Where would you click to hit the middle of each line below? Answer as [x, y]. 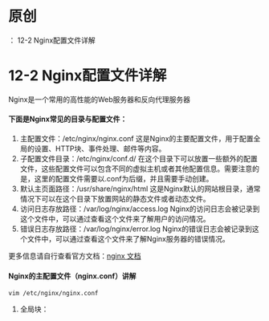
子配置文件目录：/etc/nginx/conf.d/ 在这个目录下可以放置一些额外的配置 [139, 159]
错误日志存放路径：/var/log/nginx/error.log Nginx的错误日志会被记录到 [136, 229]
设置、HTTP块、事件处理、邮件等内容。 [100, 148]
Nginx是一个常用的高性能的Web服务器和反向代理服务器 [100, 99]
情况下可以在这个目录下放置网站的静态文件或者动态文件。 [115, 199]
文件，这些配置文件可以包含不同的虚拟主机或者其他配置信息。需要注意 [136, 169]
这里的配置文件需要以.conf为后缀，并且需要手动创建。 [124, 179]
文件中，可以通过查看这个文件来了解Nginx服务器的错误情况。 [128, 239]
